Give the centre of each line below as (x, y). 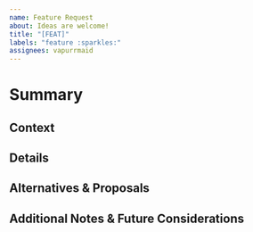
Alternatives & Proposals (79, 188)
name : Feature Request (51, 17)
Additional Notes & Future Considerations (127, 218)
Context (32, 127)
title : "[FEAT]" (39, 34)
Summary (46, 95)
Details (29, 158)
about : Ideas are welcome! (59, 26)
